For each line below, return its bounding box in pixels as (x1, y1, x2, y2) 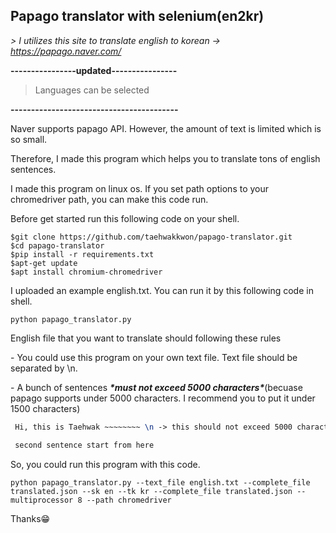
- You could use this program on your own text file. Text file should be (10, 351, 298, 363)
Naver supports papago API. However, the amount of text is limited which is (10, 122, 322, 134)
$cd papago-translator (10, 240, 105, 251)
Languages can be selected (34, 84, 150, 96)
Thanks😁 (10, 512, 51, 524)
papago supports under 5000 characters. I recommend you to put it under (10, 392, 316, 404)
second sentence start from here (14, 440, 155, 450)
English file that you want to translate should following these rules (10, 332, 282, 344)
